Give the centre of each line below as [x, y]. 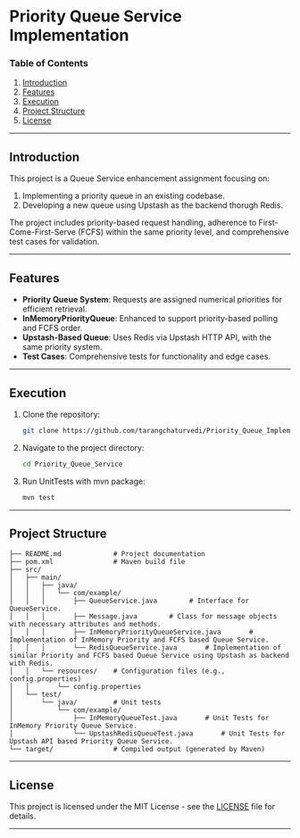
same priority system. [62, 347]
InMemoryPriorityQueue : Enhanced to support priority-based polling [150, 319]
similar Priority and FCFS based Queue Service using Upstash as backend [150, 656]
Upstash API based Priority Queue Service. [92, 742]
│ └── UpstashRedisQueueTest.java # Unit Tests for [147, 734]
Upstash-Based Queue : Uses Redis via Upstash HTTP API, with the [147, 337]
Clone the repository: [61, 414]
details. [23, 816]
